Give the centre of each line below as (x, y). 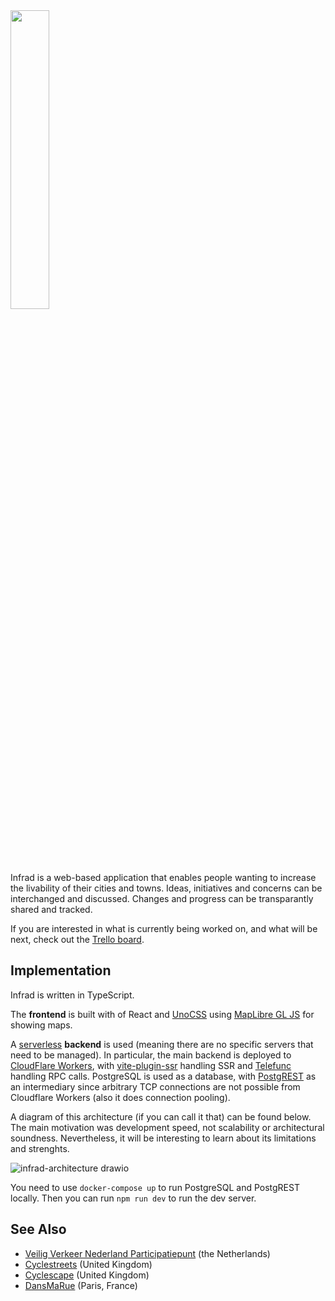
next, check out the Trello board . (77, 939)
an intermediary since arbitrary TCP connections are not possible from (155, 1086)
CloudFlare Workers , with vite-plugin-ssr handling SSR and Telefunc (151, 1065)
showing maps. (41, 1025)
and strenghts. (40, 1148)
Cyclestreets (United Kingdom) (88, 1264)
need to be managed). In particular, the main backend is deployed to (151, 1055)
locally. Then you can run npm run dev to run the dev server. (133, 1198)
